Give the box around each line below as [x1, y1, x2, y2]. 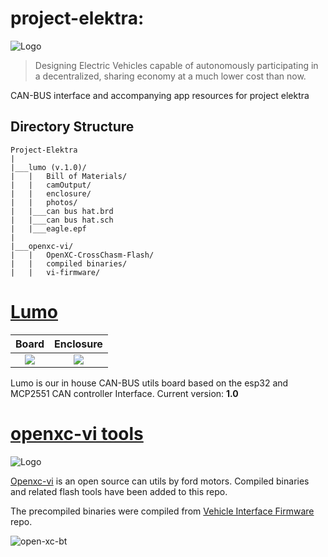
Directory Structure [10, 118, 135, 136]
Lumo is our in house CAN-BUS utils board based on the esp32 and [10, 377, 289, 389]
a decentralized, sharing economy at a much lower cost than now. [34, 70, 307, 82]
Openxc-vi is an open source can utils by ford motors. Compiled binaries [10, 475, 310, 487]
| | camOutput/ [10, 180, 92, 190]
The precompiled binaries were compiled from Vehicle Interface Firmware [10, 505, 315, 517]
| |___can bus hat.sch [10, 215, 114, 225]
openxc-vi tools [10, 422, 144, 445]
